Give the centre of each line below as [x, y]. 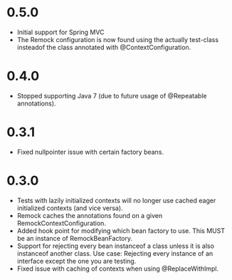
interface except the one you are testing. [77, 261]
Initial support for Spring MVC [60, 32]
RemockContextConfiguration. [61, 223]
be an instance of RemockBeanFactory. [75, 238]
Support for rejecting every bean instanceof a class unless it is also [116, 246]
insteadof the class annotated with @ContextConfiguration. [104, 47]
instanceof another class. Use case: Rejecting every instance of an [115, 253]
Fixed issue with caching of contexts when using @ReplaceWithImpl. [118, 269]
